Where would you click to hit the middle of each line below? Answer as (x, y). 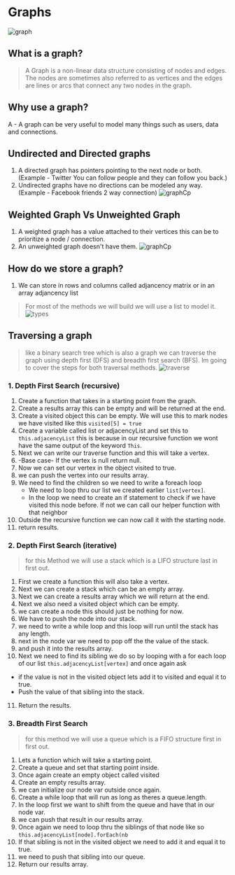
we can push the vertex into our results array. (83, 475)
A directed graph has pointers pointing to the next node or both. (110, 170)
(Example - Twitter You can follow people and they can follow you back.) (123, 178)
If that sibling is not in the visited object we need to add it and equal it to (122, 841)
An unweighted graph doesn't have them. (78, 246)
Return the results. (45, 706)
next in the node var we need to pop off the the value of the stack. (113, 641)
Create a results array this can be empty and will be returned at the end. (122, 408)
